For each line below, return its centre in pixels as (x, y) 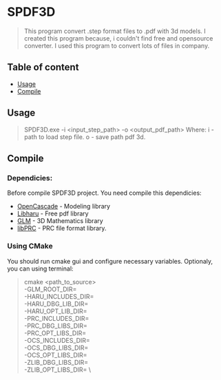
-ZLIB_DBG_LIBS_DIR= (56, 362)
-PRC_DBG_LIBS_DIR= (56, 326)
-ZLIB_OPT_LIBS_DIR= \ (57, 370)
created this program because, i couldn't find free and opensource (118, 38)
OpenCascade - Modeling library (64, 207)
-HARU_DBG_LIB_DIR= (56, 304)
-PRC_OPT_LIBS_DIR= (55, 333)
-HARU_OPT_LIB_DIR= (55, 311)
